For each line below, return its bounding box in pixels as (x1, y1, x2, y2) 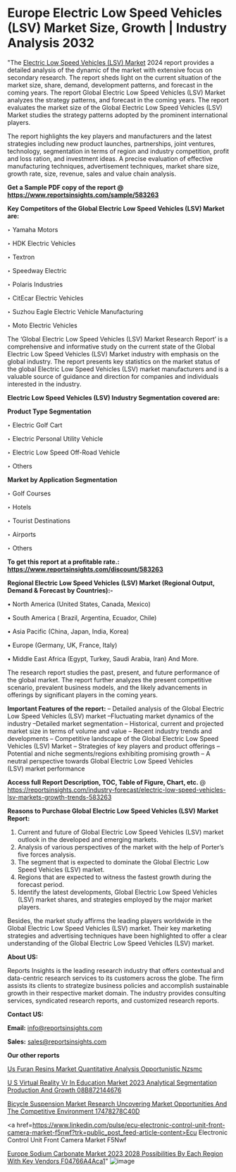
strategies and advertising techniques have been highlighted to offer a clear (7, 931, 228, 940)
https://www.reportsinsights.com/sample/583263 (7, 191, 159, 199)
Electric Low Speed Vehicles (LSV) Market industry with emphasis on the (7, 349, 219, 358)
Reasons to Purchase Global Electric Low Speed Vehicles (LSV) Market (7, 806, 218, 815)
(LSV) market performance (7, 764, 85, 773)
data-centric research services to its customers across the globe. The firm (7, 974, 224, 982)
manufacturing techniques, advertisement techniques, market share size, (7, 162, 220, 170)
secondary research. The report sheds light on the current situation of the (7, 73, 222, 82)
